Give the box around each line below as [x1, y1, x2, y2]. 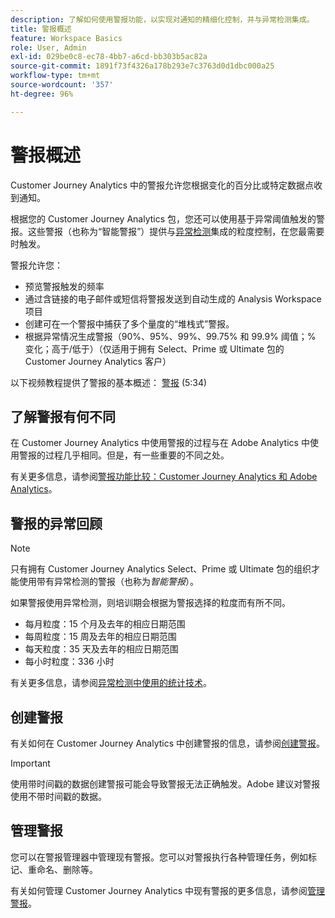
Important [10, 757, 51, 769]
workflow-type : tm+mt [10, 71, 101, 81]
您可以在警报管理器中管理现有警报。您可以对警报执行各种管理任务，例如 [10, 851, 308, 863]
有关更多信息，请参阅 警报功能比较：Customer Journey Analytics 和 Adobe [10, 471, 318, 483]
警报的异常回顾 [10, 515, 103, 532]
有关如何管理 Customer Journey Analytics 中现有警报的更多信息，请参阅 [10, 884, 308, 896]
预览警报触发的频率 [24, 280, 105, 292]
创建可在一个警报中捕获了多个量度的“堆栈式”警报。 [24, 317, 235, 330]
